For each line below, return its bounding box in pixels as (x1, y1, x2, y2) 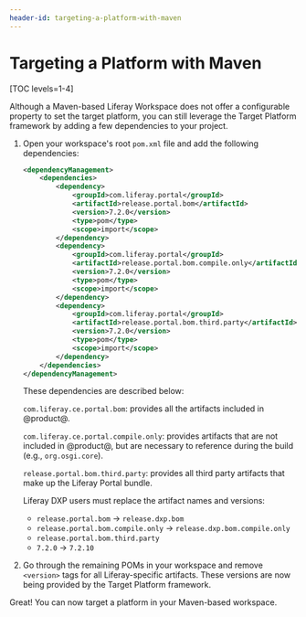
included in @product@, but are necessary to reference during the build (22, 441, 294, 452)
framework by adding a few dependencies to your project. (9, 120, 228, 131)
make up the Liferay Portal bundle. (22, 477, 153, 489)
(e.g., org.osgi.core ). (22, 450, 103, 462)
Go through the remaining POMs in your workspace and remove (22, 559, 263, 571)
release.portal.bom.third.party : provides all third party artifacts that (22, 468, 285, 479)
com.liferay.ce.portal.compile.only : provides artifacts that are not (22, 431, 279, 441)
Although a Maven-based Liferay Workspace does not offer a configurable (9, 101, 290, 112)
